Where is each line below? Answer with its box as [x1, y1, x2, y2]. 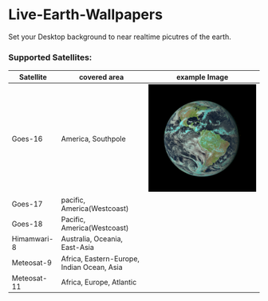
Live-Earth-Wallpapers [8, 6, 164, 24]
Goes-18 [11, 219, 43, 229]
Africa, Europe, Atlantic [61, 277, 137, 287]
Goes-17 [11, 199, 43, 209]
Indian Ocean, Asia [61, 262, 123, 272]
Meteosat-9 [11, 258, 52, 268]
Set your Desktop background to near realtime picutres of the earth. [8, 32, 231, 41]
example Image [176, 72, 229, 81]
